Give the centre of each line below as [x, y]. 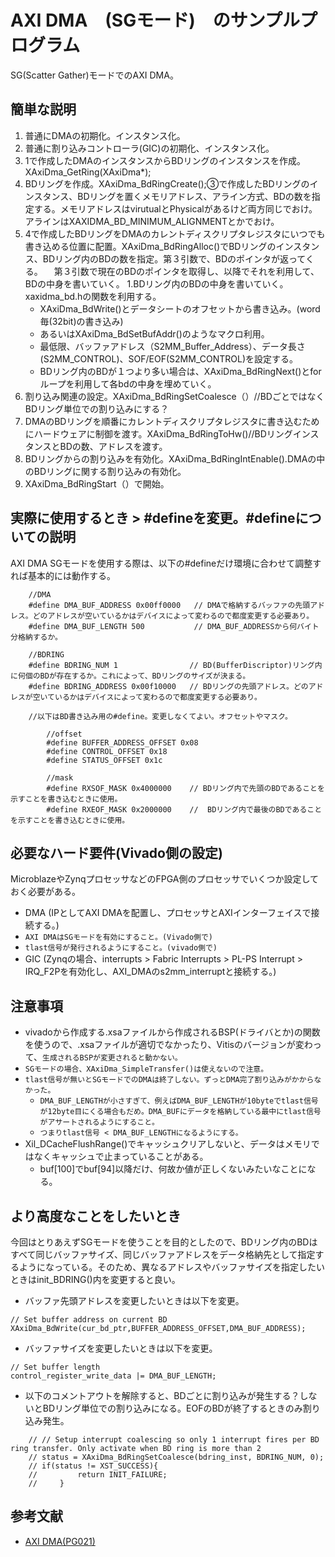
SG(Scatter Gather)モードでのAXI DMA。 [94, 75]
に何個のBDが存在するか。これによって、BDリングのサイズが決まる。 [130, 676]
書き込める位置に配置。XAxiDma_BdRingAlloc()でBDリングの [150, 246]
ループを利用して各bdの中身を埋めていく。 [128, 383]
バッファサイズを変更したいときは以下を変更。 [121, 1348]
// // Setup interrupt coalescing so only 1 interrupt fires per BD [174, 1440]
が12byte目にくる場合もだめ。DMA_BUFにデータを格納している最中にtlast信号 [180, 1112]
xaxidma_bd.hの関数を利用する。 [93, 296]
